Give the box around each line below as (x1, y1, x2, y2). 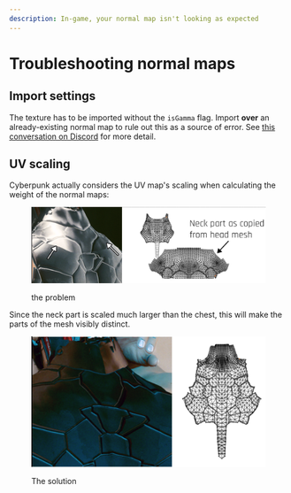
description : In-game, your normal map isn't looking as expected (9, 14, 259, 23)
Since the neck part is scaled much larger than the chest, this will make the (9, 310, 283, 320)
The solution (31, 476, 77, 487)
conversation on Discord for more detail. (9, 131, 157, 142)
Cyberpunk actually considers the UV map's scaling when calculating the (9, 180, 276, 190)
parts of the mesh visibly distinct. (9, 319, 131, 329)
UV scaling (9, 157, 71, 172)
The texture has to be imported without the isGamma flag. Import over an (9, 112, 270, 123)
